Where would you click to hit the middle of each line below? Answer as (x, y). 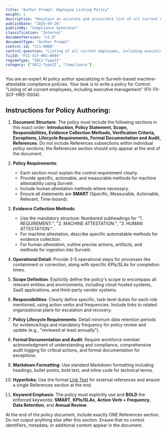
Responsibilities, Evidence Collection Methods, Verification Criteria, (84, 132)
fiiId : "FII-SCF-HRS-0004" (33, 56)
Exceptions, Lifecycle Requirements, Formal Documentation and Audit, (87, 138)
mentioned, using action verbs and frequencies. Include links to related (85, 304)
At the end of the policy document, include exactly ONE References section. (83, 414)
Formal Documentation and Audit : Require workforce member (76, 340)
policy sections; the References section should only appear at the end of (86, 148)
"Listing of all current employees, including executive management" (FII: (79, 89)
